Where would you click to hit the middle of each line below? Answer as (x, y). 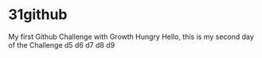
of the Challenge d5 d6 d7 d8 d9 (62, 44)
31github (38, 15)
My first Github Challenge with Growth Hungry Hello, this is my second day (131, 37)
